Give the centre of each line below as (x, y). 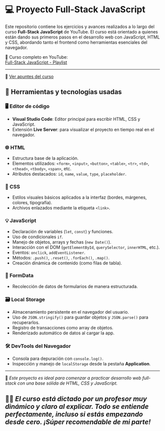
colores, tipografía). (32, 203)
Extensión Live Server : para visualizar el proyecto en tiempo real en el (83, 129)
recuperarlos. (26, 323)
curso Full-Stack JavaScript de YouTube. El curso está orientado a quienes (82, 32)
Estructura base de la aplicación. (45, 158)
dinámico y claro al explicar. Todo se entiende (77, 407)
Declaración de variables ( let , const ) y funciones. (63, 231)
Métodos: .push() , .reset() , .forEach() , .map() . (61, 257)
